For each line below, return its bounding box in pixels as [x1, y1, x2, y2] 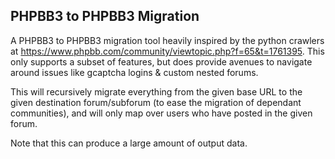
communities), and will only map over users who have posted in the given [10, 107, 313, 119]
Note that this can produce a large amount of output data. [10, 137, 248, 149]
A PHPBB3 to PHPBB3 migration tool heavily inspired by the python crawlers [10, 34, 325, 46]
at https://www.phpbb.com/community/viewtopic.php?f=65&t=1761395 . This [10, 45, 325, 57]
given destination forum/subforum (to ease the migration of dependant [10, 96, 302, 108]
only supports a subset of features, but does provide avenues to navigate [10, 55, 313, 68]
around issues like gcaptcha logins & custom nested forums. [10, 66, 259, 78]
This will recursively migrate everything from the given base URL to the [10, 85, 303, 98]
